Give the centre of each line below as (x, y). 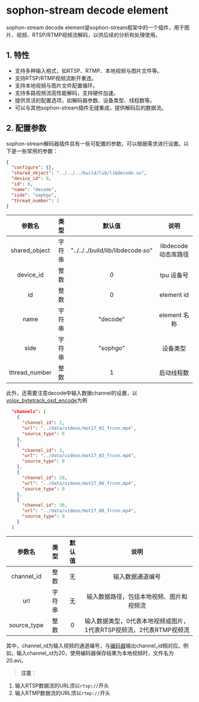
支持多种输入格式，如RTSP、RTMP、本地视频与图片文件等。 (89, 70)
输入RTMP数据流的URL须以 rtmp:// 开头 (62, 693)
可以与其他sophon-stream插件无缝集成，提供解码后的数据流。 (91, 108)
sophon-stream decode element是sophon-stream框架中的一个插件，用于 (95, 27)
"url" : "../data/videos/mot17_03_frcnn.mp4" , (79, 456)
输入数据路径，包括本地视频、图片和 (137, 597)
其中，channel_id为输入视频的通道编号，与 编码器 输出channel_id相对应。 (95, 645)
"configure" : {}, (33, 168)
